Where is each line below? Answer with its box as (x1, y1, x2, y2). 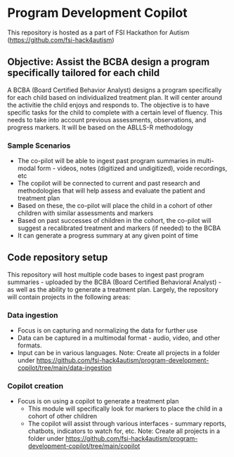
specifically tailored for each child (7, 67, 160, 79)
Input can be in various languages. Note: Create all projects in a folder (17, 349, 220, 357)
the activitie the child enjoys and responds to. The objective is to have (7, 101, 209, 109)
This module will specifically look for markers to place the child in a (27, 404, 223, 413)
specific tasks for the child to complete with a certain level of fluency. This (7, 108, 223, 117)
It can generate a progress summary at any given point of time (17, 231, 199, 240)
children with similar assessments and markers (17, 209, 153, 217)
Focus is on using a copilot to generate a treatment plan (17, 397, 179, 406)
